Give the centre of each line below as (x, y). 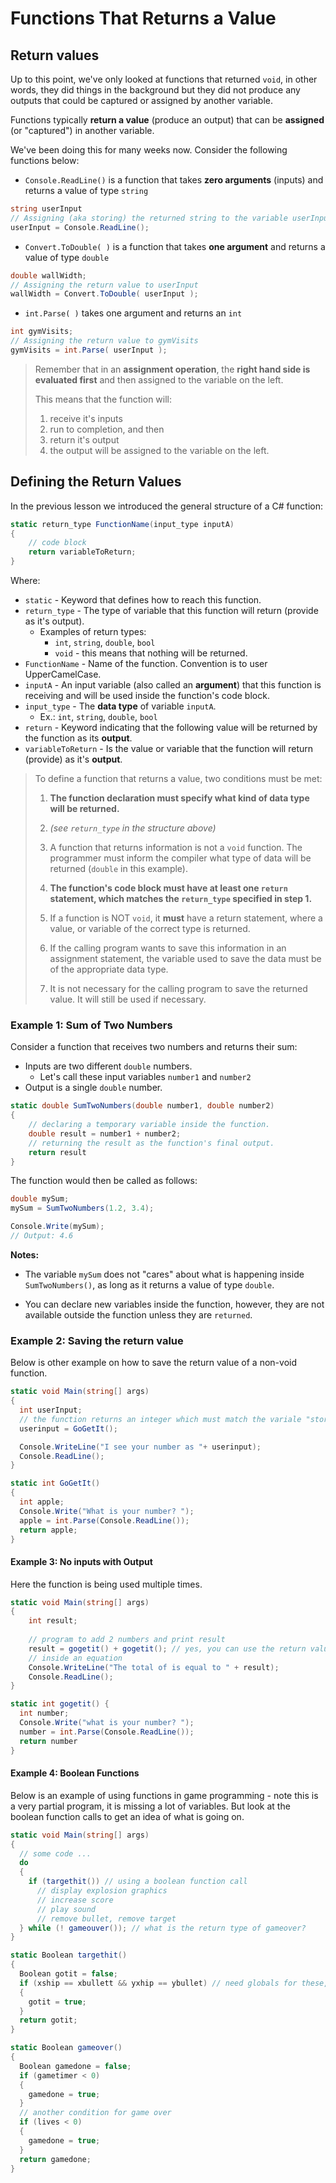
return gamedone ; (55, 2159)
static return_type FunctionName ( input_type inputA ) (122, 524)
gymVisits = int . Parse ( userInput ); (89, 350)
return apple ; (48, 1530)
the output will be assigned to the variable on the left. (159, 450)
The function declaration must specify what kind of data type (179, 798)
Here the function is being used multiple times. (106, 1584)
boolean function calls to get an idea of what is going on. (127, 1816)
